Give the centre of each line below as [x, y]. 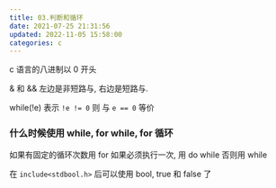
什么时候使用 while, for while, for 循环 [91, 133]
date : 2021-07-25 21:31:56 [60, 26]
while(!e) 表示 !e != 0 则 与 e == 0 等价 [82, 108]
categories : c [36, 43]
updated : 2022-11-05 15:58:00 [66, 34]
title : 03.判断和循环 [46, 18]
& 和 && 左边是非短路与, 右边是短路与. [79, 89]
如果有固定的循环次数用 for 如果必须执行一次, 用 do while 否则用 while [138, 155]
